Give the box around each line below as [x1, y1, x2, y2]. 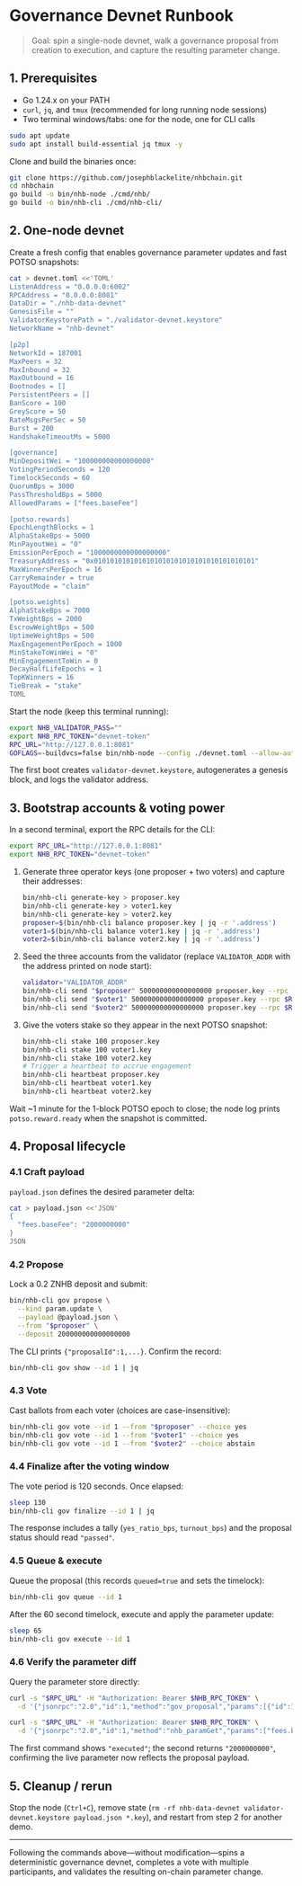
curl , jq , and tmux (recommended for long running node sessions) [22, 104, 268, 115]
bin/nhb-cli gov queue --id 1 [9, 1592, 123, 1601]
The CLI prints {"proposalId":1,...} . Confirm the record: [9, 1346, 222, 1357]
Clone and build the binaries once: [9, 156, 137, 166]
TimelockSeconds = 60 [9, 474, 91, 483]
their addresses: [22, 876, 83, 886]
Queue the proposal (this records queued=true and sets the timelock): [9, 1575, 265, 1586]
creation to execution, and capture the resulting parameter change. [31, 44, 280, 55]
